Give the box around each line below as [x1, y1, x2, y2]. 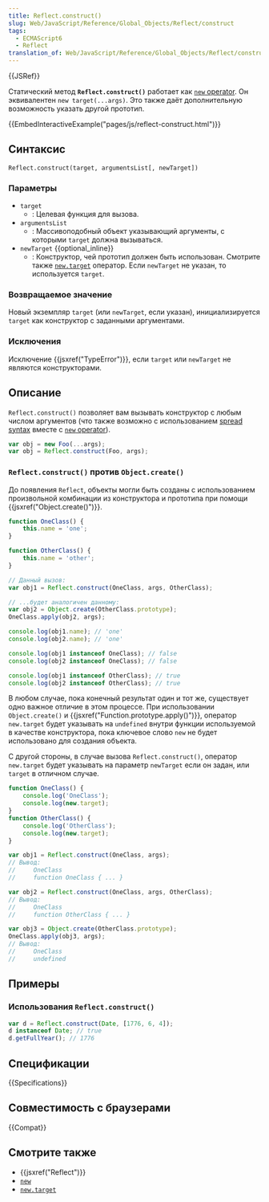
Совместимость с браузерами [8, 1102, 171, 1115]
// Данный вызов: [8, 576, 66, 584]
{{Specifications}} [8, 1077, 68, 1087]
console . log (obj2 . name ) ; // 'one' [8, 636, 124, 644]
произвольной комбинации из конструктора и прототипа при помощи [8, 493, 248, 503]
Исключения [8, 336, 62, 347]
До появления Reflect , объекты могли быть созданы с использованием [8, 484, 255, 494]
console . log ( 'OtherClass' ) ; [22, 821, 116, 830]
